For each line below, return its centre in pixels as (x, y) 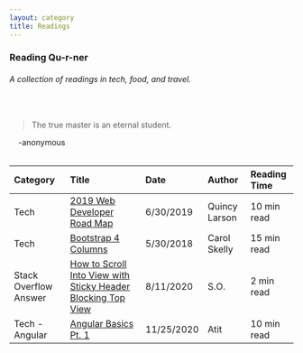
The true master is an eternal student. (101, 125)
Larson (222, 218)
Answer (30, 297)
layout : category (42, 18)
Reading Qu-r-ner (49, 58)
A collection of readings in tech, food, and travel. (100, 79)
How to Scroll (98, 264)
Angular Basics (101, 323)
